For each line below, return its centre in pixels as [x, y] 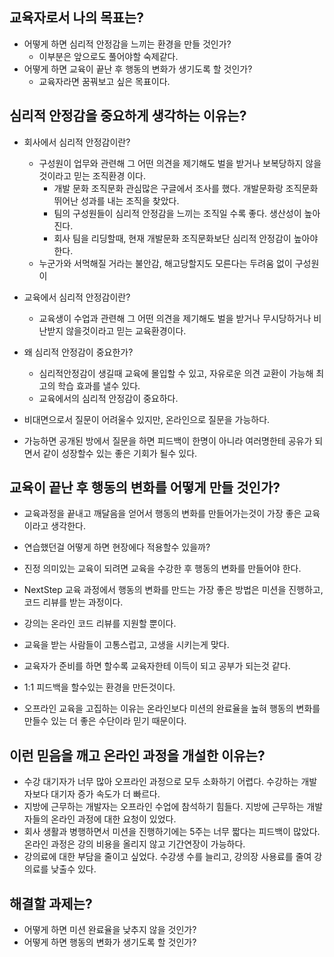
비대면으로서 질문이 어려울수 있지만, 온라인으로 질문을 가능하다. [147, 419]
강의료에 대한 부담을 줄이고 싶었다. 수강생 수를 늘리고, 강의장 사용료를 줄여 [167, 857]
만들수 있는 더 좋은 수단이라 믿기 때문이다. [105, 721]
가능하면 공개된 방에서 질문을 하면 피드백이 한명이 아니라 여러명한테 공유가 [168, 440]
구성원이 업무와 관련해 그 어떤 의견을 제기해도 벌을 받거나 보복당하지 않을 [180, 163]
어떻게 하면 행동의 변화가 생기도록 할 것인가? [110, 942]
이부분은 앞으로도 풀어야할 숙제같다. [108, 56]
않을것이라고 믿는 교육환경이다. [126, 330]
